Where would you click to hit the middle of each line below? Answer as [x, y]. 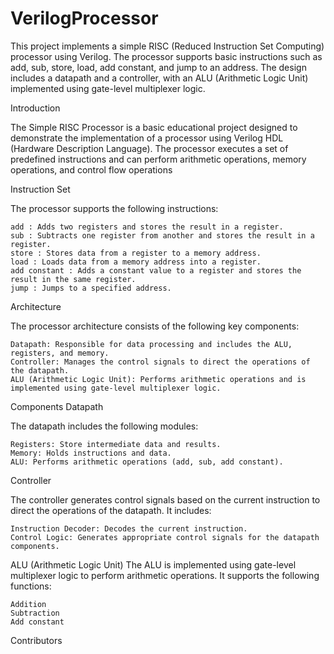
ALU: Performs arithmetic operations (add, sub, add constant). [147, 462]
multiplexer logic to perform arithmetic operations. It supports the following [165, 575]
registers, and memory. [60, 353]
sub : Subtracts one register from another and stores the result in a [162, 235]
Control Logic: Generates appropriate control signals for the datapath [165, 537]
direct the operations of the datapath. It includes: [111, 510]
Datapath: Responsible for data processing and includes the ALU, [151, 344]
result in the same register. [73, 279]
